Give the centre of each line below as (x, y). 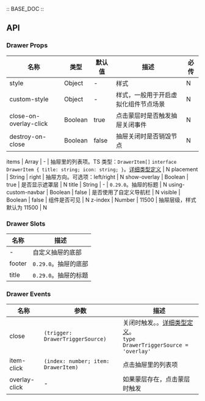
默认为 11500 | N (27, 207)
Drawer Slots (26, 224)
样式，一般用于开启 (143, 95)
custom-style (29, 99)
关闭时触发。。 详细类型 (155, 323)
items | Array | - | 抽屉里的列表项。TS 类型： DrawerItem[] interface (92, 161)
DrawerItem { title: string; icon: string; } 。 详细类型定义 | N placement (102, 169)
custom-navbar (26, 192)
